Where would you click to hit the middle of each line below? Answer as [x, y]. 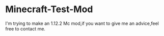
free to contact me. [25, 28]
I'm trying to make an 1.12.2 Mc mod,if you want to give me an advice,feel [82, 23]
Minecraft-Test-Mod [49, 9]
